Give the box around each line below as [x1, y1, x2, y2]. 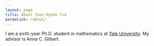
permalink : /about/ [5, 17, 47, 22]
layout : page [5, 7, 33, 13]
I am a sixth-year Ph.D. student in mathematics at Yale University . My [5, 31, 149, 37]
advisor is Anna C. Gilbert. [5, 36, 60, 42]
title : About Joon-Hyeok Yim [5, 12, 67, 17]
